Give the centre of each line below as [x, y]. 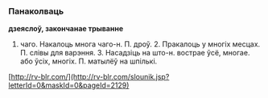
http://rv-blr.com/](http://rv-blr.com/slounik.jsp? [90, 77]
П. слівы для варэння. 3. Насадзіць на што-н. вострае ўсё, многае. [135, 53]
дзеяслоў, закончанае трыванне [66, 29]
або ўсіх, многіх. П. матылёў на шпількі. [89, 61]
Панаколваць [36, 11]
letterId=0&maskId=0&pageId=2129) [69, 85]
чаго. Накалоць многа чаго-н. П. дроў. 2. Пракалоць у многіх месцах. [140, 44]
